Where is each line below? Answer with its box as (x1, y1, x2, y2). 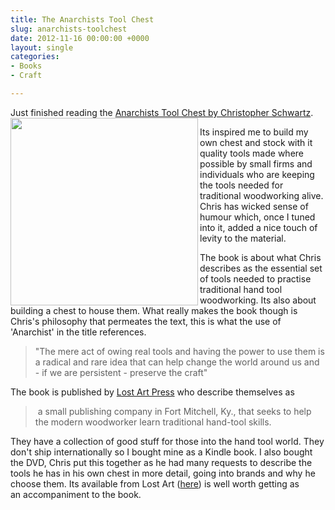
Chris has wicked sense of (199, 200, 309, 212)
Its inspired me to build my (199, 126, 309, 138)
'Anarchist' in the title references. (10, 326, 147, 338)
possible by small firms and (199, 157, 313, 170)
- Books (10, 61, 43, 71)
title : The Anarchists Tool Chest (10, 14, 155, 25)
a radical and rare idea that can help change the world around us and (34, 356, 320, 368)
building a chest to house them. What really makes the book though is (10, 304, 298, 316)
